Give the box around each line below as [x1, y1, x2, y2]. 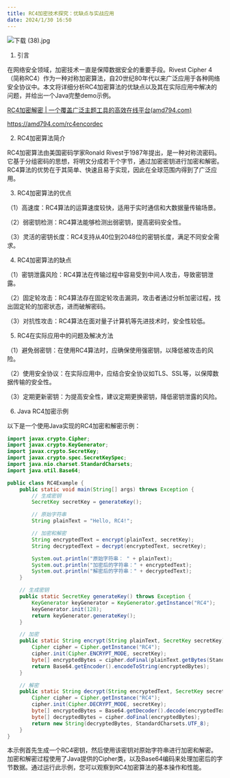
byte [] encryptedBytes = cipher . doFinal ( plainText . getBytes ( [31, 656, 210, 663]
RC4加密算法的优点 [16, 188, 72, 197]
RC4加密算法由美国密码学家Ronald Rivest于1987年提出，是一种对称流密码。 [7, 148, 221, 157]
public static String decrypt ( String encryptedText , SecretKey [19, 688, 204, 695]
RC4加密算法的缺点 [16, 256, 72, 264]
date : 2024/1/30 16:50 [7, 16, 72, 23]
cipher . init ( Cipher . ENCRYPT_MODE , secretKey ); [31, 650, 167, 657]
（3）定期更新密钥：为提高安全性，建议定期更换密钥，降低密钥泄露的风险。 [7, 392, 221, 401]
